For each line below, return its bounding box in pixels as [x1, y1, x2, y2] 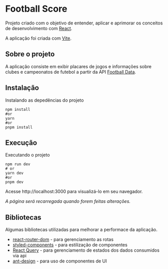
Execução [5, 138, 37, 147]
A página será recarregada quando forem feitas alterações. [5, 198, 131, 204]
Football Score [5, 3, 67, 15]
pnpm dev [5, 180, 24, 185]
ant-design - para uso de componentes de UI [12, 258, 107, 264]
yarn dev [5, 171, 24, 176]
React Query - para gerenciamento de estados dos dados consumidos [12, 247, 160, 253]
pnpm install [5, 125, 33, 130]
